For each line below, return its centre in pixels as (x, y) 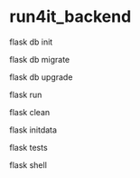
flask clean (30, 112)
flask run (26, 94)
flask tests (28, 147)
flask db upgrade (41, 77)
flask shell (28, 164)
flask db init (31, 42)
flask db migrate (40, 59)
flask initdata (33, 130)
